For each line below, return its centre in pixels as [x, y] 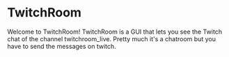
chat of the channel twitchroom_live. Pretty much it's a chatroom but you [111, 38]
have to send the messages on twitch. [62, 46]
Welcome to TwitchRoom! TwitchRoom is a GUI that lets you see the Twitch [115, 32]
